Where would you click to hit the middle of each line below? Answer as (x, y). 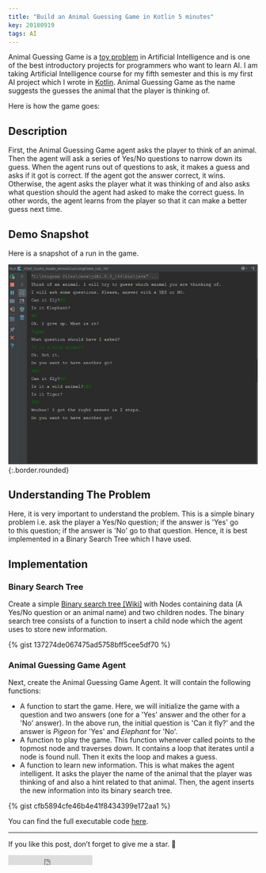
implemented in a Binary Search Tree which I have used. (100, 539)
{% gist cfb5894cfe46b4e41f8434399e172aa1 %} (89, 806)
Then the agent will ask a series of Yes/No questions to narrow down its (125, 159)
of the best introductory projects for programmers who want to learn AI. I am (133, 65)
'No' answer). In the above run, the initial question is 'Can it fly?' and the (137, 723)
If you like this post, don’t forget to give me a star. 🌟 (92, 844)
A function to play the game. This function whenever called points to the (137, 740)
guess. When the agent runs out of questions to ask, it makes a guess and (129, 167)
